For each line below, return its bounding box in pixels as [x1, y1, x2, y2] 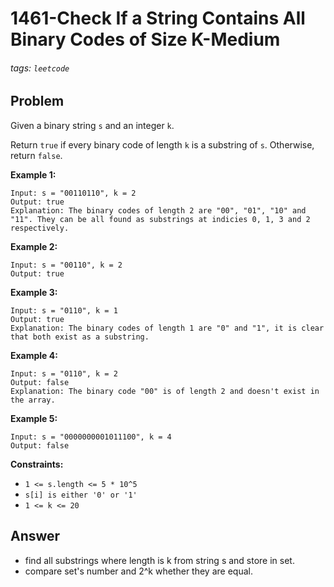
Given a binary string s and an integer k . [10, 119, 175, 131]
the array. [10, 395, 56, 405]
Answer [10, 528, 61, 545]
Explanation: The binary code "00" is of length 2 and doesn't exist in [10, 386, 320, 396]
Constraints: [10, 458, 64, 470]
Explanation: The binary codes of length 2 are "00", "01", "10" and [10, 205, 307, 216]
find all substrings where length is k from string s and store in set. [24, 554, 295, 566]
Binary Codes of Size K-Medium [10, 28, 281, 51]
